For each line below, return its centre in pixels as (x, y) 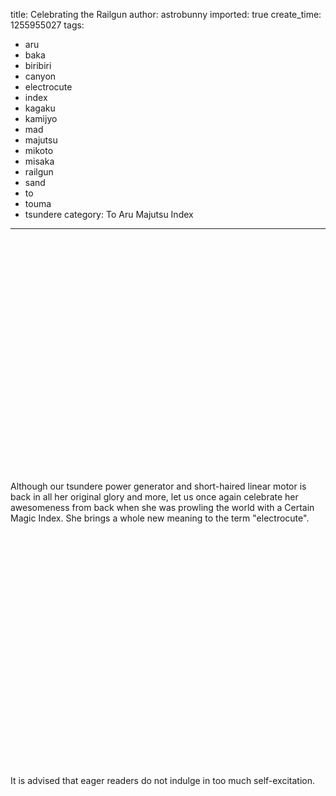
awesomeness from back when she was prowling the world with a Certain (162, 507)
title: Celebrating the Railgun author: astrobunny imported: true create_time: (166, 14)
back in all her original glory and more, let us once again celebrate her (154, 497)
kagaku (40, 108)
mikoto (39, 150)
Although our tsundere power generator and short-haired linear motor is (158, 486)
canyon (40, 76)
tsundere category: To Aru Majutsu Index (109, 214)
